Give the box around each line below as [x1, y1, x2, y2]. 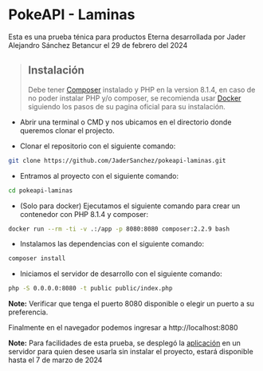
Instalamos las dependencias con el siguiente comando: [19, 239, 205, 249]
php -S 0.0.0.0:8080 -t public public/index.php [8, 285, 173, 293]
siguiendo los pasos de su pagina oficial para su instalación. [27, 101, 226, 111]
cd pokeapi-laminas [8, 186, 73, 195]
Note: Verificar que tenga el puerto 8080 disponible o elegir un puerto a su [8, 299, 255, 309]
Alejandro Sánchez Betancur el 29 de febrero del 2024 [8, 40, 188, 49]
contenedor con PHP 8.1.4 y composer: [19, 209, 149, 219]
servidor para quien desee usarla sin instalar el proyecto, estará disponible [8, 347, 253, 357]
